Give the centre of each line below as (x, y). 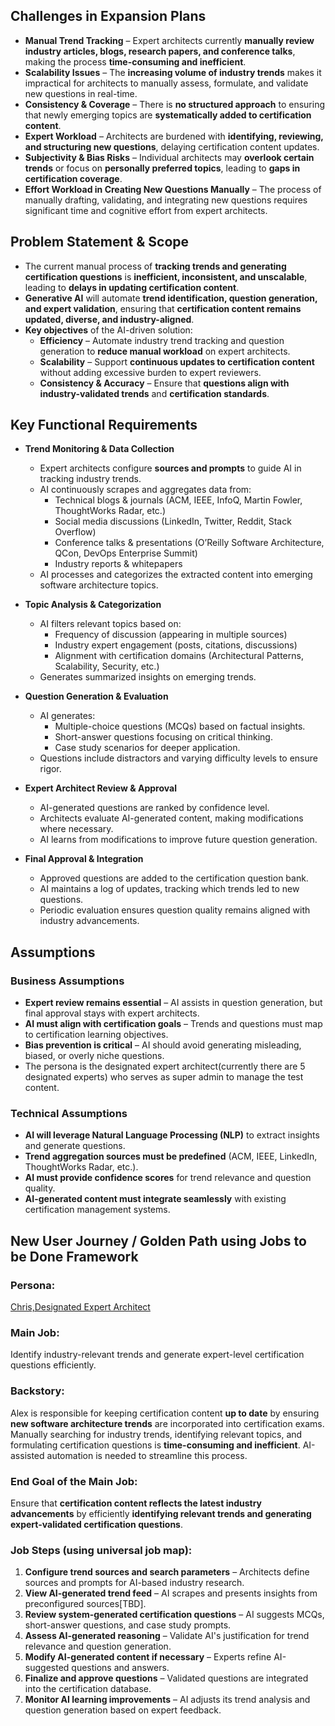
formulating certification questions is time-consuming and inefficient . (155, 1445)
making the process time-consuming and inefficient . (135, 61)
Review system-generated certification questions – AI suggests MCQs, (174, 1615)
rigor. (50, 769)
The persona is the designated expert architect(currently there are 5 (165, 1066)
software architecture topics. (99, 585)
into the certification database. (88, 1689)
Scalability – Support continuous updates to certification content (177, 361)
